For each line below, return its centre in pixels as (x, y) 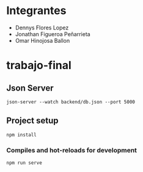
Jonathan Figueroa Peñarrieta (53, 34)
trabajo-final (39, 65)
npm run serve (24, 163)
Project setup (33, 121)
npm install (21, 135)
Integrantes (36, 11)
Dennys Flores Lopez (42, 28)
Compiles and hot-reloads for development (72, 150)
